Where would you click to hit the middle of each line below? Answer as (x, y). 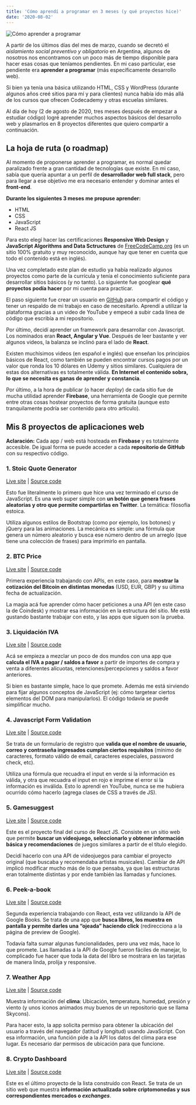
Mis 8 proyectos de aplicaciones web (75, 427)
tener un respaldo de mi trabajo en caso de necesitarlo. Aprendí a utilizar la (97, 306)
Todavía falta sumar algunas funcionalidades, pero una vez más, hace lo (93, 943)
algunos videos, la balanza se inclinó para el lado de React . (78, 342)
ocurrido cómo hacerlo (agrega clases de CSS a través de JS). (81, 792)
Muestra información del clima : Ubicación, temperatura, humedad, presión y (98, 1001)
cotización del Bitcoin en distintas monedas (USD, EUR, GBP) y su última (95, 586)
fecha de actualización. (34, 593)
